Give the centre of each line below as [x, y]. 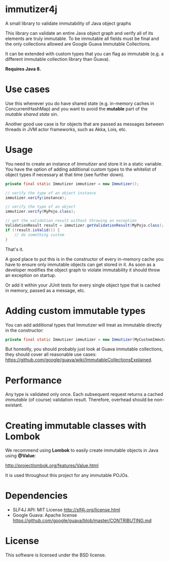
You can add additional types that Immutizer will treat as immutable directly [83, 325]
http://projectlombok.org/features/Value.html [52, 466]
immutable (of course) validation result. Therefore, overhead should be [79, 400]
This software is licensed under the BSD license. [56, 555]
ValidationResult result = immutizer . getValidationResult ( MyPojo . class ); [85, 226]
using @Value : [21, 456]
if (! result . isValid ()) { [32, 230]
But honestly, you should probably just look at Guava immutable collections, [84, 349]
